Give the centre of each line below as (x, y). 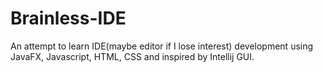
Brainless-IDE (68, 18)
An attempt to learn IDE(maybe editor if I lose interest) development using (162, 46)
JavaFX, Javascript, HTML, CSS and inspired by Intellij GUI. (132, 56)
